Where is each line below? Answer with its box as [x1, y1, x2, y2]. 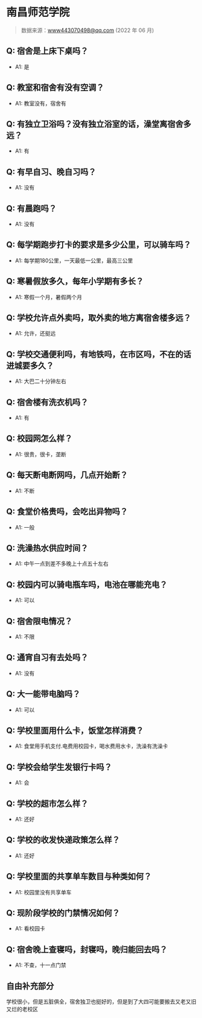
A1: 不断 [14, 487, 35, 495]
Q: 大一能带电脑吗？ [6, 689, 81, 700]
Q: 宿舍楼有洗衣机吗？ [6, 397, 89, 407]
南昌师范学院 [6, 5, 71, 19]
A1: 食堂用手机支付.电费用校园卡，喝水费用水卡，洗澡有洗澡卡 [14, 742, 168, 750]
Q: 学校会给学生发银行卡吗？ [6, 762, 113, 772]
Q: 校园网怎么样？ [6, 434, 73, 444]
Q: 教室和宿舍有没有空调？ [6, 83, 104, 93]
